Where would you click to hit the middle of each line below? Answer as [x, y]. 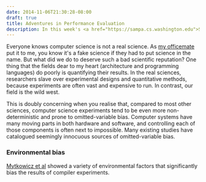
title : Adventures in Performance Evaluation [65, 23]
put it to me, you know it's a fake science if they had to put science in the [99, 53]
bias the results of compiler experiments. [58, 172]
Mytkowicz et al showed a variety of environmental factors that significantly [102, 165]
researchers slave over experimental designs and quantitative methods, [97, 79]
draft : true [21, 18]
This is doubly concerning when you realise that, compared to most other [99, 104]
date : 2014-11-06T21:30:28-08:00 [49, 12]
